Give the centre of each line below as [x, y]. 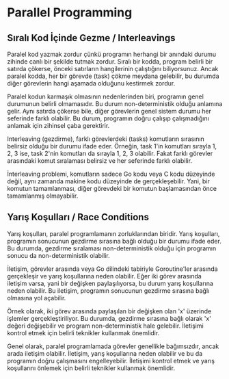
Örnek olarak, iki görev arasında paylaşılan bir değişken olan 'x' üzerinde [109, 311]
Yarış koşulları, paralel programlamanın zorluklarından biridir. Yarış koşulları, [113, 233]
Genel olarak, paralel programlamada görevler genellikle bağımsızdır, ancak [113, 346]
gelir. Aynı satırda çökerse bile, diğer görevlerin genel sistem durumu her [109, 111]
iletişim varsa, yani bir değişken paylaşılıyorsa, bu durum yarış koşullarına [110, 283]
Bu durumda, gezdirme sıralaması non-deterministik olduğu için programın [112, 248]
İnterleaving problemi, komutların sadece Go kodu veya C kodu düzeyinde [111, 174]
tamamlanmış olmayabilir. [43, 196]
